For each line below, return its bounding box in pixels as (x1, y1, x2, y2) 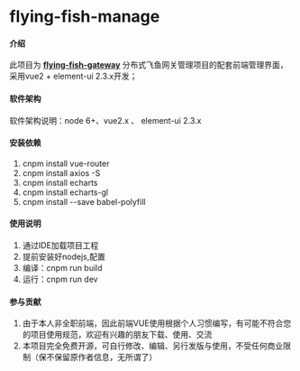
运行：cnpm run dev (22, 274, 98, 284)
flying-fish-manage (9, 6, 160, 27)
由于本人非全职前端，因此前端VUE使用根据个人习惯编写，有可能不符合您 (22, 318, 292, 329)
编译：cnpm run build (22, 263, 103, 273)
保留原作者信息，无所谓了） (53, 352, 158, 363)
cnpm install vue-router (22, 158, 110, 169)
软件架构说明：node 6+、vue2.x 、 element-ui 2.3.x (9, 115, 202, 125)
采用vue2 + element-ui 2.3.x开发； (9, 70, 138, 82)
